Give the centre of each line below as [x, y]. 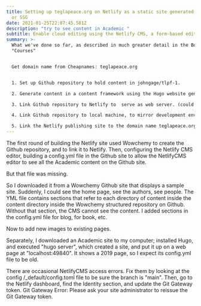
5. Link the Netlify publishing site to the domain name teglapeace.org [104, 126]
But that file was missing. [37, 174]
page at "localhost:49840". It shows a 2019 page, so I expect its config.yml [99, 253]
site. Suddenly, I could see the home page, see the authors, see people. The [100, 192]
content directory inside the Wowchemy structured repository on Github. [96, 204]
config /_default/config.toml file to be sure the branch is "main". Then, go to [99, 277]
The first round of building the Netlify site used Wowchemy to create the [95, 143]
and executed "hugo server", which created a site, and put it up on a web [96, 247]
